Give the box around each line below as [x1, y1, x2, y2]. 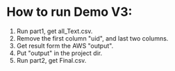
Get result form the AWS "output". [16, 41, 114, 50]
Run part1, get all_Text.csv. [16, 27, 93, 35]
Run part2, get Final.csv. [16, 56, 87, 64]
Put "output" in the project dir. [16, 49, 103, 57]
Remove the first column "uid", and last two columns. [16, 34, 169, 42]
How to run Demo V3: [6, 4, 133, 20]
